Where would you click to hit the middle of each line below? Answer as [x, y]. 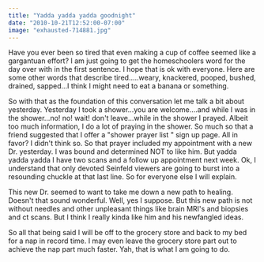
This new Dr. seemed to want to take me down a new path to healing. [121, 192]
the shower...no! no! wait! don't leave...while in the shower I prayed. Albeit [128, 118]
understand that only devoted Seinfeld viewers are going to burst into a [124, 168]
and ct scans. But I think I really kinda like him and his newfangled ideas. [126, 217]
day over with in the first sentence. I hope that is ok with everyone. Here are [132, 69]
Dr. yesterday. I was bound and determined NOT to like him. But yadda [123, 152]
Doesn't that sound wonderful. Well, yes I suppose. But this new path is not [130, 200]
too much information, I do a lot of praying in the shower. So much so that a [131, 126]
